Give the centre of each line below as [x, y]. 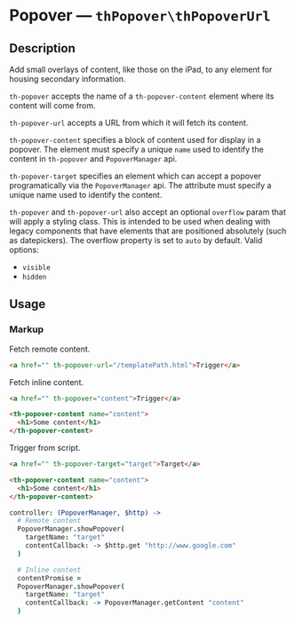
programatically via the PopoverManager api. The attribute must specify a [140, 185]
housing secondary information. [68, 79]
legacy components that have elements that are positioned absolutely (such [148, 231]
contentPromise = [49, 578]
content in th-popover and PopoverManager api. [93, 159]
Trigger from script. [45, 448]
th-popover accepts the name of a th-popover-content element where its [142, 96]
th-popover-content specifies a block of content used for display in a [135, 140]
